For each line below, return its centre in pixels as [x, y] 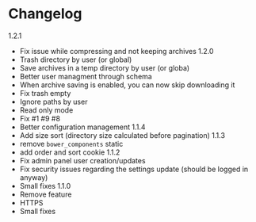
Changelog [45, 14]
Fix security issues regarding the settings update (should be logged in [134, 169]
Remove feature [46, 194]
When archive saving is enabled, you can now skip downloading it [127, 85]
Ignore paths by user [53, 101]
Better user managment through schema [86, 76]
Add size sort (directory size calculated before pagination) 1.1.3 [122, 135]
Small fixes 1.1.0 [45, 186]
